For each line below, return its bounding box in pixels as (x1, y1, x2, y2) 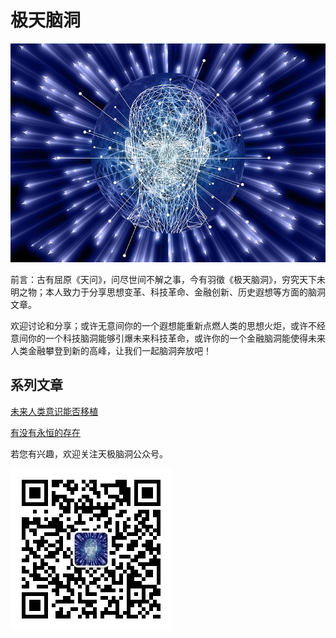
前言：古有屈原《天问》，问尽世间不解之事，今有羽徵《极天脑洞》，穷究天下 (10, 274, 317, 286)
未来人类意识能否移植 (10, 405, 98, 417)
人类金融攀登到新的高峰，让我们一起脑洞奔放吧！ (10, 345, 212, 357)
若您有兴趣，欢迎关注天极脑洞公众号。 (10, 447, 168, 460)
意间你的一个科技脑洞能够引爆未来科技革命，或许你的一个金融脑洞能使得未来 (10, 332, 326, 345)
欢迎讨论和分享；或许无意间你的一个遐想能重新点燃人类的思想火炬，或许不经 (10, 320, 326, 332)
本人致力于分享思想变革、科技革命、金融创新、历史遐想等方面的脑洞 (44, 286, 326, 298)
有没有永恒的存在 (10, 426, 81, 438)
